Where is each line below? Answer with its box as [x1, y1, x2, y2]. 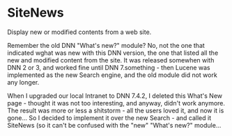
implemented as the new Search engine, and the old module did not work [7, 71, 217, 79]
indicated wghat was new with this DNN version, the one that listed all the [7, 49, 219, 57]
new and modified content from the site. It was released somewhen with [7, 56, 215, 64]
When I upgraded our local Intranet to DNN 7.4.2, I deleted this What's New [7, 92, 223, 100]
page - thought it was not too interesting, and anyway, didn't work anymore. [7, 99, 225, 107]
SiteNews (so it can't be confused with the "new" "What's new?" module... [7, 121, 222, 129]
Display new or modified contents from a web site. [7, 28, 152, 36]
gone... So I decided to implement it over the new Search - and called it [7, 113, 211, 122]
